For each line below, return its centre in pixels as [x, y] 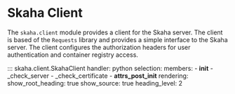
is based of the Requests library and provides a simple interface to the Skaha [117, 39]
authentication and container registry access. [73, 55]
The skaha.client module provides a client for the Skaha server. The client [115, 32]
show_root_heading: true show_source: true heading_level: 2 [95, 83]
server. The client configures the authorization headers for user [99, 47]
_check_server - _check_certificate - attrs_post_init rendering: [98, 76]
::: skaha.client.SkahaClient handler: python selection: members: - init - [110, 68]
